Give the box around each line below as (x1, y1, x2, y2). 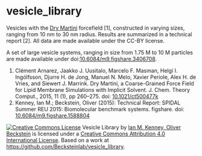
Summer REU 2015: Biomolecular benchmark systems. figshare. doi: (14, 105, 185, 112)
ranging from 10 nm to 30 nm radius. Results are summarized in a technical (6, 30, 192, 37)
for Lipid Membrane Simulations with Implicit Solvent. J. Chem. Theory (14, 86, 191, 93)
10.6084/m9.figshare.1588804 (14, 112, 90, 119)
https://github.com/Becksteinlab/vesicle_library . (6, 143, 125, 150)
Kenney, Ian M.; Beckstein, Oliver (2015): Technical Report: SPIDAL (14, 99, 181, 106)
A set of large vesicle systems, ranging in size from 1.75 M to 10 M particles (6, 48, 193, 56)
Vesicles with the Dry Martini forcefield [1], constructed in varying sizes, (6, 24, 185, 31)
